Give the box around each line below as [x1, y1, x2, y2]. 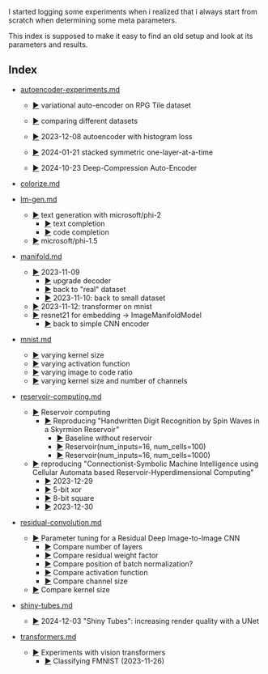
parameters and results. [8, 40, 88, 49]
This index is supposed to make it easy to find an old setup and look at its [8, 32, 253, 40]
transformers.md [19, 631, 77, 642]
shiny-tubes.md [19, 600, 73, 610]
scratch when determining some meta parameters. [8, 15, 177, 25]
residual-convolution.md [19, 517, 102, 527]
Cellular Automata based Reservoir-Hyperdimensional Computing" [32, 467, 254, 477]
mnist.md [19, 334, 52, 344]
